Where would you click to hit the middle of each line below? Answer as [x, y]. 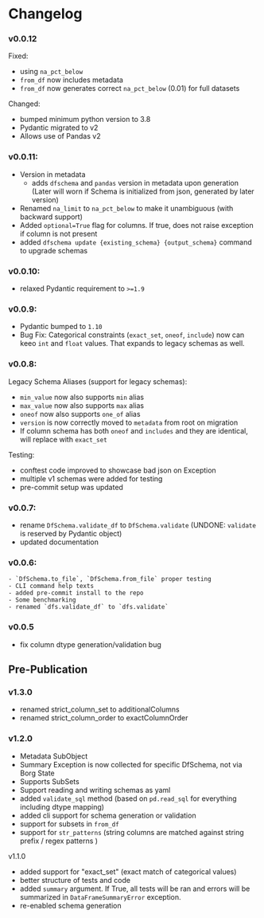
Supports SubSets [49, 781]
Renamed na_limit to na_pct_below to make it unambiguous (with [126, 208]
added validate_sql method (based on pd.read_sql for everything [128, 798]
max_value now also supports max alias [82, 405]
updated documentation [59, 542]
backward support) [51, 217]
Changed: [24, 104]
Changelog [45, 14]
